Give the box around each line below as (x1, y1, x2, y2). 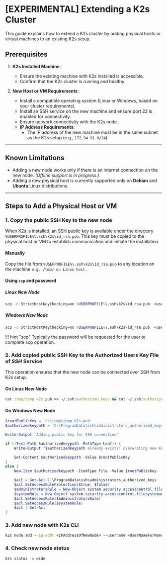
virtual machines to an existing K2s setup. (5, 36, 91, 42)
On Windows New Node (5, 407, 56, 413)
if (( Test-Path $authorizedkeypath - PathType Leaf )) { (5, 441, 121, 446)
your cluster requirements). (19, 103, 76, 109)
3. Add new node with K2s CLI (5, 522, 79, 529)
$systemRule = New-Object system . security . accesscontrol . (14, 491, 137, 496)
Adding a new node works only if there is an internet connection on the (12, 167, 158, 173)
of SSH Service (5, 358, 42, 365)
